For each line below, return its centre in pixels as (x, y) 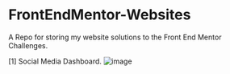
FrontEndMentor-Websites (100, 15)
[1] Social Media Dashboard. (55, 61)
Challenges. (28, 45)
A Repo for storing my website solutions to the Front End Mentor (115, 37)
